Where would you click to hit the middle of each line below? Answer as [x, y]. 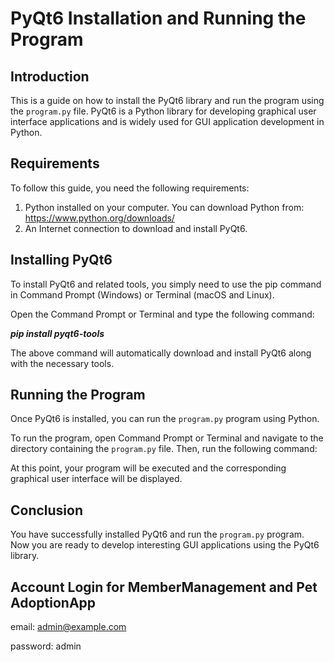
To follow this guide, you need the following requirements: [130, 188]
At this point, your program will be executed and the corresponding [148, 468]
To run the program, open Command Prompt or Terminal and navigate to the [167, 438]
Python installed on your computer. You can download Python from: [164, 207]
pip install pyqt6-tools [57, 333]
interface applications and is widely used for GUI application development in [167, 121]
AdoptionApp [53, 602]
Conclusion [47, 510]
